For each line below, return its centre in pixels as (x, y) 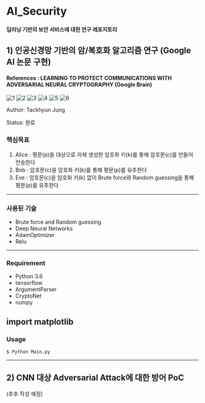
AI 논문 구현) (29, 62)
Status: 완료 (21, 122)
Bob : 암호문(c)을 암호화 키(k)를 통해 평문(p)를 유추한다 (81, 170)
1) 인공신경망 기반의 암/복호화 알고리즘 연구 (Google (99, 51)
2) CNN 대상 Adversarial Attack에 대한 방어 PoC (95, 378)
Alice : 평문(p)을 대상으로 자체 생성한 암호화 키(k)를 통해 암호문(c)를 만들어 (104, 154)
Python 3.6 (29, 276)
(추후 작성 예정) (25, 394)
